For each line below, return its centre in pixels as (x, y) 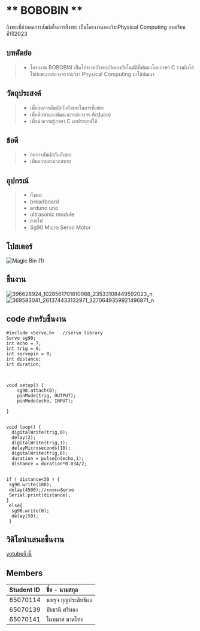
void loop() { (24, 427)
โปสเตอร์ (19, 246)
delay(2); (24, 437)
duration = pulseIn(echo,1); (48, 458)
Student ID (25, 590)
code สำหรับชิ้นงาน (36, 319)
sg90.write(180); (30, 484)
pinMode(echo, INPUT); (45, 401)
